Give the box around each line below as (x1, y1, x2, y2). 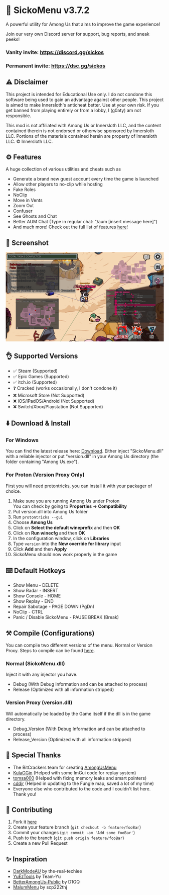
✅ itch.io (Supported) (13, 379, 57, 385)
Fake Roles (13, 187, 36, 193)
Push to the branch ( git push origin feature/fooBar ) (13, 835, 124, 841)
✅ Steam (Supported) (13, 368, 58, 374)
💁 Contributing (6, 805, 53, 814)
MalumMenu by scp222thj (13, 884, 67, 890)
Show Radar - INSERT (13, 588, 59, 594)
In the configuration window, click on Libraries (13, 535, 109, 541)
